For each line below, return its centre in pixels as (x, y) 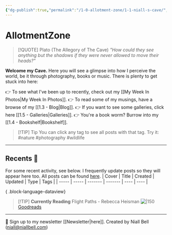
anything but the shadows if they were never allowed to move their (88, 55)
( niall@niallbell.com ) (27, 227)
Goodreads (30, 207)
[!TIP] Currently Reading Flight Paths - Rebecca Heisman (79, 202)
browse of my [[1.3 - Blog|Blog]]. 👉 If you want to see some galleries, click (85, 107)
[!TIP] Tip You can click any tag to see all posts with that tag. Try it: (88, 132)
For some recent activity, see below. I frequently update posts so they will (83, 171)
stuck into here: (22, 81)
